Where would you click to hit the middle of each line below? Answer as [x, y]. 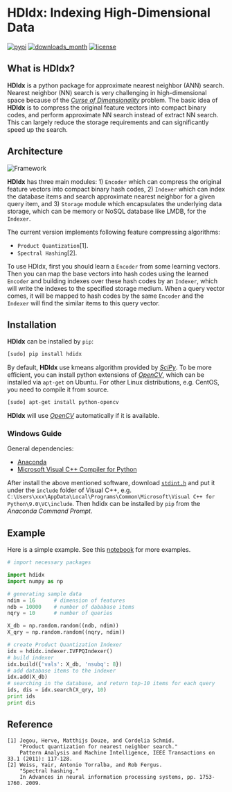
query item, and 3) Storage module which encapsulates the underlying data [115, 203]
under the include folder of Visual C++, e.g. [69, 490]
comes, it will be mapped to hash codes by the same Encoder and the [106, 296]
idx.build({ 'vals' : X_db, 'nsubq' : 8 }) [65, 664]
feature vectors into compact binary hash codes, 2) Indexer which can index [116, 189]
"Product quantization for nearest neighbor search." [99, 747]
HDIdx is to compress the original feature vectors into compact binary [107, 107]
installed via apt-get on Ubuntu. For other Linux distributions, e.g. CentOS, [113, 382]
